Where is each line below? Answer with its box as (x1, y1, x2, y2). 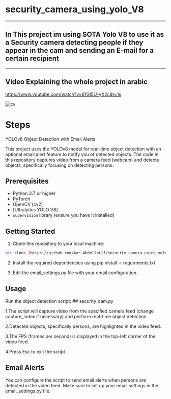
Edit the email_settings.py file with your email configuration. (12, 270, 138, 276)
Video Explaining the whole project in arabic (5, 78, 148, 86)
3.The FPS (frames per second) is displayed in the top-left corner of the (5, 333, 156, 339)
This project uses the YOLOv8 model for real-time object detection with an (5, 146, 161, 152)
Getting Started (5, 227, 55, 236)
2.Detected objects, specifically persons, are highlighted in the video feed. (5, 323, 161, 329)
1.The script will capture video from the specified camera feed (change (5, 308, 154, 314)
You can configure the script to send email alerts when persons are (5, 377, 147, 383)
